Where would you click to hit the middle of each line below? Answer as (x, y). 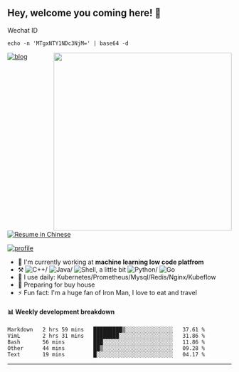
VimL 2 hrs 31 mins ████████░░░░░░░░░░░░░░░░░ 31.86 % (106, 336)
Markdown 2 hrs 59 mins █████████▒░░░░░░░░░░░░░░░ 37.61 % (106, 330)
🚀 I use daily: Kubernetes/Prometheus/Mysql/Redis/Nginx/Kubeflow (117, 277)
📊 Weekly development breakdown (61, 312)
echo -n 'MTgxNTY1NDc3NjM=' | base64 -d (68, 43)
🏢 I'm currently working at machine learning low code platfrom (111, 262)
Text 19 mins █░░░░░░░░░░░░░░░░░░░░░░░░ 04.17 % (106, 355)
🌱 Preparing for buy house (56, 285)
